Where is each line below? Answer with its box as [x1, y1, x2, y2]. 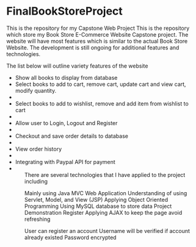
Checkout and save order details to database [15, 132, 128, 140]
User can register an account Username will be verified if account [24, 227, 191, 234]
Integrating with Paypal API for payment [15, 158, 116, 165]
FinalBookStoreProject [6, 4, 123, 18]
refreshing [24, 215, 51, 223]
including [24, 177, 48, 185]
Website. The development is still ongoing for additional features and [6, 44, 180, 51]
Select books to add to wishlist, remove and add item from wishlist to [15, 99, 189, 107]
